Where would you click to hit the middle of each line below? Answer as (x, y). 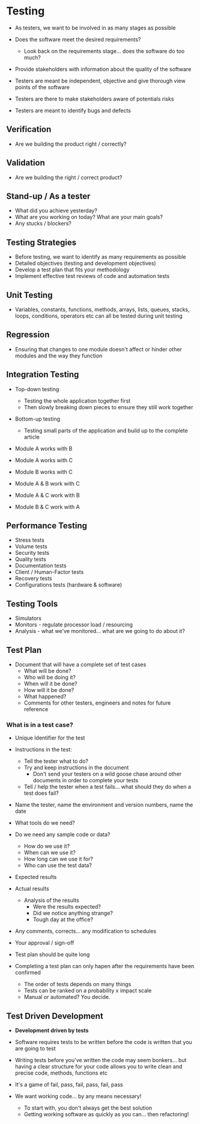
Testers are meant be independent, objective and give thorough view (100, 81)
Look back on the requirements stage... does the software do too (104, 51)
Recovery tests (33, 578)
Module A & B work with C (47, 483)
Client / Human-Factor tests (49, 572)
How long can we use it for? (58, 859)
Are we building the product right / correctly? (71, 144)
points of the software (42, 87)
